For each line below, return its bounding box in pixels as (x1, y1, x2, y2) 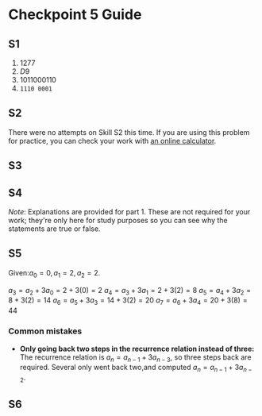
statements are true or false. (8, 224, 101, 233)
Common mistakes (8, 325, 83, 337)
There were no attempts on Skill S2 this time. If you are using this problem (8, 127, 250, 137)
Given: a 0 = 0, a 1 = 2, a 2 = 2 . (8, 268, 101, 279)
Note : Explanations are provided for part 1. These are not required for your (8, 207, 251, 217)
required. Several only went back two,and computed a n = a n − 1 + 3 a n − (19, 363, 252, 374)
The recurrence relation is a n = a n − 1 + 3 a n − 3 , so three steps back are (19, 352, 252, 364)
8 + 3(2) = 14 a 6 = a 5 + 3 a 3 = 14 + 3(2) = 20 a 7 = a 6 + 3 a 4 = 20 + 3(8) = (8, 295, 248, 307)
